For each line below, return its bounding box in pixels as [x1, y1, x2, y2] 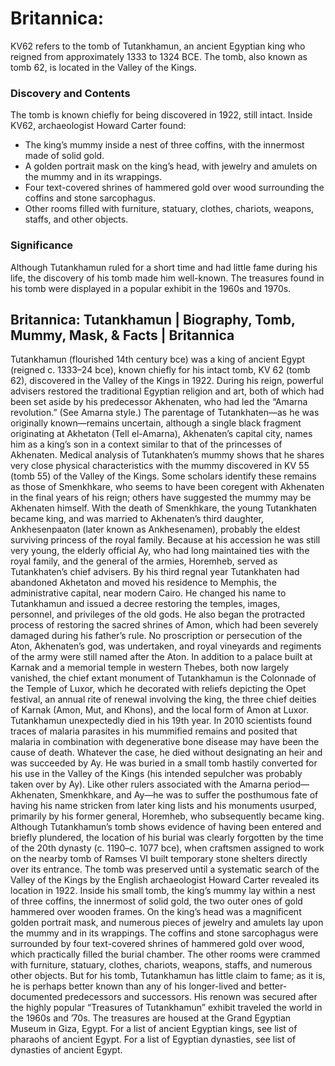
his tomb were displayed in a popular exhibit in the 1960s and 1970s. [10, 282, 292, 294]
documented [10, 991, 63, 1003]
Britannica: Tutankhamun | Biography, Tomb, [10, 311, 296, 328]
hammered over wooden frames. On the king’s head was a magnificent [10, 906, 302, 918]
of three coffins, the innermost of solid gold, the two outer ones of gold [10, 895, 303, 907]
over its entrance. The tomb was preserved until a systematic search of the [10, 863, 320, 876]
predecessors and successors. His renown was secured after [64, 991, 318, 1003]
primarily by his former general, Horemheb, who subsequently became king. [10, 810, 325, 822]
